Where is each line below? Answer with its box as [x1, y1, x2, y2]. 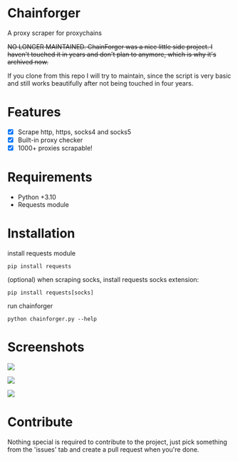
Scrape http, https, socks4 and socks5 [17, 127, 132, 136]
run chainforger [7, 301, 53, 310]
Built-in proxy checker [17, 136, 83, 144]
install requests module [7, 248, 76, 258]
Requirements [7, 169, 93, 186]
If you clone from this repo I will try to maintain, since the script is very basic [7, 71, 232, 80]
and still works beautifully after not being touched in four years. [7, 78, 194, 87]
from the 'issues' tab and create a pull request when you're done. [7, 445, 200, 454]
